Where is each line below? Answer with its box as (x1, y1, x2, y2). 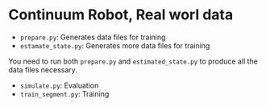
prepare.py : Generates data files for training (19, 32, 166, 42)
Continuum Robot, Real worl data (8, 6, 234, 24)
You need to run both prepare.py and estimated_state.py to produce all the (8, 56, 258, 66)
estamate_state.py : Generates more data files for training (19, 40, 210, 50)
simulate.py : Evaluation (19, 80, 99, 90)
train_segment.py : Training (19, 88, 110, 98)
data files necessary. (8, 64, 78, 74)
